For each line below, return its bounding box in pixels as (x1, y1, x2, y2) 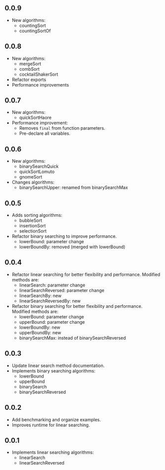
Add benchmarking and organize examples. (11, 416, 101, 422)
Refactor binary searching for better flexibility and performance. (11, 303, 143, 309)
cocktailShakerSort (19, 71, 58, 77)
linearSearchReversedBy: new (19, 298, 81, 304)
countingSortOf (19, 27, 51, 34)
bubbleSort (19, 217, 43, 223)
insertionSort (19, 223, 46, 229)
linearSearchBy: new (19, 292, 62, 298)
